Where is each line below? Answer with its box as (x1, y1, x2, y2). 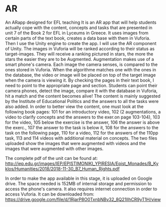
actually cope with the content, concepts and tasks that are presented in (5, 24, 153, 30)
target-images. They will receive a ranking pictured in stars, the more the (5, 51, 154, 57)
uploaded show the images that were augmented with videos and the (5, 140, 146, 146)
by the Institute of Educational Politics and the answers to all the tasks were (5, 98, 159, 104)
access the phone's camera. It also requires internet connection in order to (5, 186, 157, 192)
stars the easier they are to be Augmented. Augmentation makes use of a (5, 56, 154, 62)
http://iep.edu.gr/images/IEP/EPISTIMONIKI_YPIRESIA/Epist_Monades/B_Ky (5, 160, 159, 166)
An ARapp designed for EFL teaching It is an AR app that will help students (5, 19, 157, 25)
